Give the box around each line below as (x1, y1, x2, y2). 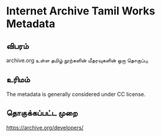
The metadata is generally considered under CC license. (6, 90, 146, 97)
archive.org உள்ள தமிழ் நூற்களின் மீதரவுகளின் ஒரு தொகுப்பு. (6, 57, 149, 64)
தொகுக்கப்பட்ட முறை (6, 108, 78, 118)
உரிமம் (6, 75, 30, 85)
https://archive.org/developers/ (6, 124, 84, 131)
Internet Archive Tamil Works (6, 4, 156, 18)
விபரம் (6, 41, 29, 51)
